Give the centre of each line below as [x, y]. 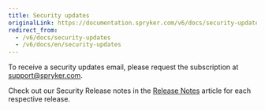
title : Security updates [49, 15]
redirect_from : [33, 30]
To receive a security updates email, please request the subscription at [123, 67]
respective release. [39, 99]
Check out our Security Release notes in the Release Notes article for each [129, 91]
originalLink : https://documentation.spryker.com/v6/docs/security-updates [135, 23]
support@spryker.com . [45, 76]
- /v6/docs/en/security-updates [69, 45]
